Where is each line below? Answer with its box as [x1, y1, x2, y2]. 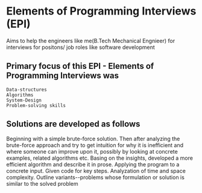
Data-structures [6, 87, 47, 93]
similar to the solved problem [6, 180, 78, 187]
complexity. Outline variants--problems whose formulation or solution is [6, 174, 185, 181]
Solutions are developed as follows [6, 119, 140, 129]
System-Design [6, 97, 42, 103]
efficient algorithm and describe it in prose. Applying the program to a [6, 160, 180, 168]
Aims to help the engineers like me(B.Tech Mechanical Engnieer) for [6, 37, 175, 44]
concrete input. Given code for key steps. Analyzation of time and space [6, 167, 186, 174]
